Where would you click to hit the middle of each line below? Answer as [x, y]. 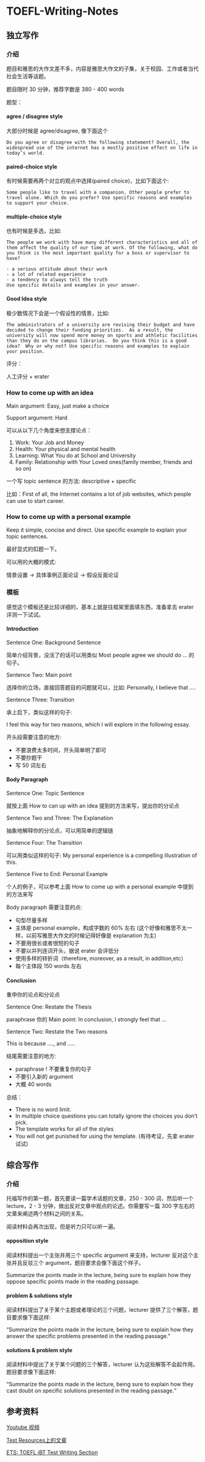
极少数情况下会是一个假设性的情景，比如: [58, 313]
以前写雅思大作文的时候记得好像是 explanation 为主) [91, 935]
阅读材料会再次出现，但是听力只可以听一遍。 [63, 1226]
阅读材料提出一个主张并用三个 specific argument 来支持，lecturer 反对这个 [100, 1255]
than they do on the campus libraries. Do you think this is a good [97, 341]
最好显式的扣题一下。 [33, 549]
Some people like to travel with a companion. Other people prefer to [98, 193]
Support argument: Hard [37, 418]
